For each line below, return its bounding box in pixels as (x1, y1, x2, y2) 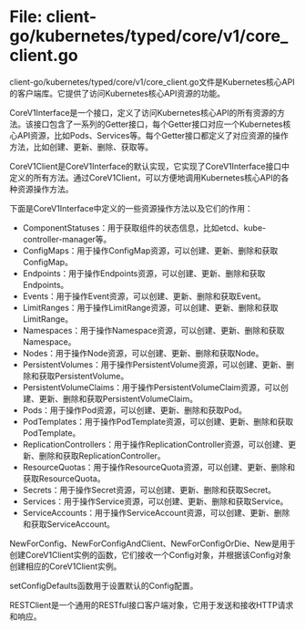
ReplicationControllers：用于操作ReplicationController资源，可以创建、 (22, 439, 289, 449)
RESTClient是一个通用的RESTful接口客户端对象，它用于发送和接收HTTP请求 (9, 599, 294, 610)
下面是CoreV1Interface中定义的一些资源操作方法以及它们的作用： (9, 202, 253, 213)
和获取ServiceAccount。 (22, 518, 116, 530)
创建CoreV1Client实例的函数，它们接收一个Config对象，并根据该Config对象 (9, 549, 291, 560)
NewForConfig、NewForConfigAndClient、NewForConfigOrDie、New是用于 (9, 538, 296, 549)
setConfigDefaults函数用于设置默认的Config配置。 (9, 580, 198, 591)
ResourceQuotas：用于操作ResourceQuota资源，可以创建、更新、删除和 (22, 461, 296, 472)
